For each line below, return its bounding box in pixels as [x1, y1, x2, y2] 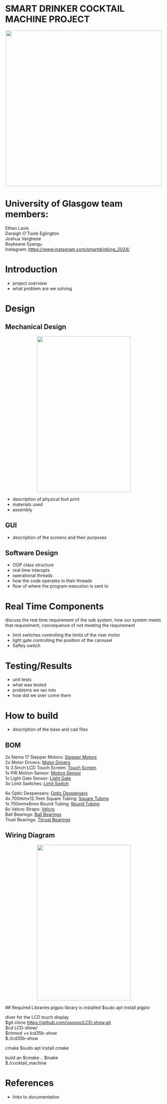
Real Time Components [5, 601, 104, 612]
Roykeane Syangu [5, 241, 42, 247]
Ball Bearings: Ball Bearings [5, 811, 62, 817]
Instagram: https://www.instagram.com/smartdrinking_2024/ [5, 246, 130, 252]
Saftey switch [12, 642, 41, 648]
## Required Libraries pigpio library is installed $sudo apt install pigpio [5, 1004, 150, 1010]
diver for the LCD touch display [5, 1014, 69, 1020]
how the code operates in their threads [12, 578, 93, 584]
